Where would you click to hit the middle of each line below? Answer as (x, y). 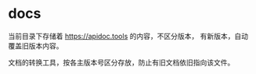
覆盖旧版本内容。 (36, 46)
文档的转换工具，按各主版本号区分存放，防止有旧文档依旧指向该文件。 (121, 62)
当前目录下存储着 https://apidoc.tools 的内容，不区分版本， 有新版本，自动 (128, 36)
